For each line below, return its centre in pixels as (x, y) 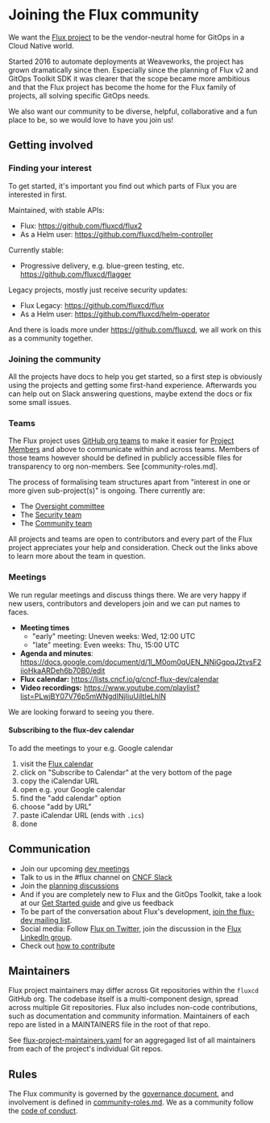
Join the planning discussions (69, 886)
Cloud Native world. (41, 45)
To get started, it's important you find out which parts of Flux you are (123, 186)
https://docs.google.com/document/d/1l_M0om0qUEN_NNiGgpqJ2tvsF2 (141, 662)
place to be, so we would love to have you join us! (91, 119)
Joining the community (55, 359)
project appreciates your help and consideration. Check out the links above (133, 548)
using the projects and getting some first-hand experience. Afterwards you (133, 385)
